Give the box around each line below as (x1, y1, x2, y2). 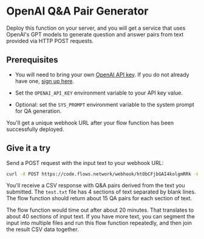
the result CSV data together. (6, 226, 79, 233)
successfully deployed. (6, 126, 64, 133)
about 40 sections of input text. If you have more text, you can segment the (6, 213, 195, 220)
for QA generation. (15, 107, 62, 115)
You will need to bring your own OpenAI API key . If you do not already (15, 71, 189, 78)
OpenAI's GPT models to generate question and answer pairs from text (6, 30, 184, 38)
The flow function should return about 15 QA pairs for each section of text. (6, 195, 192, 202)
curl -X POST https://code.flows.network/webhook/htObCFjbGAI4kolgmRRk (6, 171, 191, 177)
